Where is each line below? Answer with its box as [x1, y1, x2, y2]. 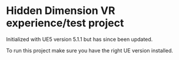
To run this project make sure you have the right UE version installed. [6, 47, 174, 54]
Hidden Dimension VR [6, 4, 115, 17]
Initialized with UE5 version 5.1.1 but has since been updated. [6, 36, 153, 43]
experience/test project [6, 16, 124, 30]
